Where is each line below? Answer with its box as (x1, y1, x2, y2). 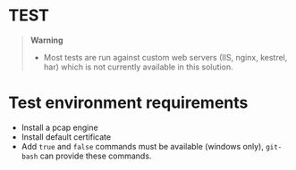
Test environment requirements (8, 93, 249, 113)
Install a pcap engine (21, 122, 99, 133)
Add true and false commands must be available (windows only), (21, 141, 265, 151)
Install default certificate (21, 131, 112, 142)
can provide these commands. (39, 150, 152, 161)
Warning (30, 35, 63, 45)
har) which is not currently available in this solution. (43, 61, 233, 72)
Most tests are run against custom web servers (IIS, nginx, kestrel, (43, 52, 288, 62)
